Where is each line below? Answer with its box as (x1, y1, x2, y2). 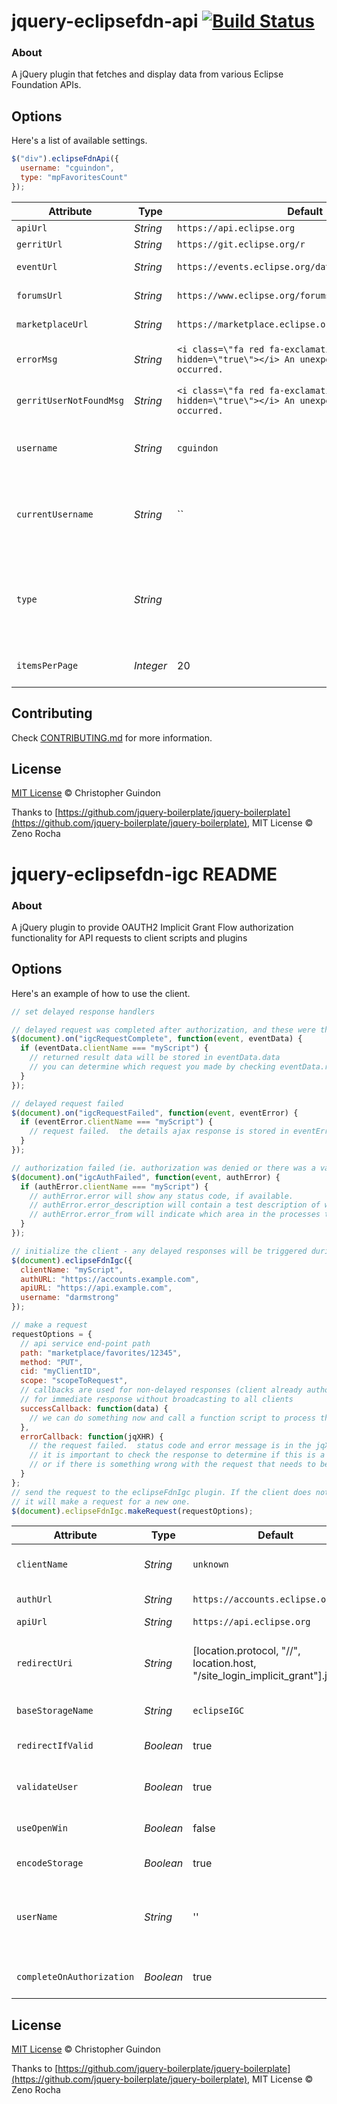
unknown (192, 1559, 229, 1570)
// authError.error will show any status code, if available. (29, 1191, 294, 1201)
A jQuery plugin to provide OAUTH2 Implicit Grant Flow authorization (11, 921, 294, 933)
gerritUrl (16, 238, 63, 250)
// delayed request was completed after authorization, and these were (11, 1025, 316, 1035)
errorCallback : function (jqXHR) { (20, 1431, 164, 1442)
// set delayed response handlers (11, 1006, 156, 1017)
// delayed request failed (11, 1098, 124, 1109)
